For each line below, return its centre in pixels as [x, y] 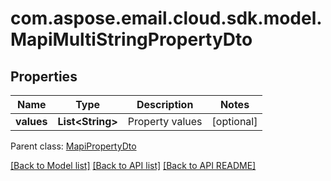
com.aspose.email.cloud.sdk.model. [166, 18]
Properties [44, 76]
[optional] [234, 121]
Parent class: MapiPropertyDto [73, 146]
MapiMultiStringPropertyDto [131, 39]
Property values [165, 121]
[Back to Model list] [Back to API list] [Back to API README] [133, 165]
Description [165, 104]
